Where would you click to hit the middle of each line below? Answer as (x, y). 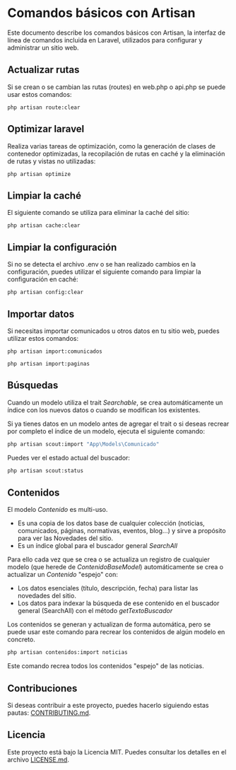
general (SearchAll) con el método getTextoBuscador (95, 611)
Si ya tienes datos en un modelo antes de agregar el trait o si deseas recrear (118, 424)
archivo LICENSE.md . (38, 759)
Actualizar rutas (43, 70)
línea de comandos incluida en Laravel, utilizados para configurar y (105, 40)
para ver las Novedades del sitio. (65, 538)
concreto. (21, 640)
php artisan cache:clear (44, 226)
